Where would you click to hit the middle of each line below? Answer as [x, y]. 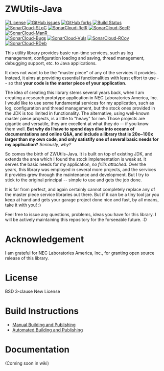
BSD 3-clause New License [33, 291]
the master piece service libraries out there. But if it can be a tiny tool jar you [82, 195]
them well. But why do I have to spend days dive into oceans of [70, 129]
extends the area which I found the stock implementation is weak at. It [76, 159]
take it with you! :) [23, 205]
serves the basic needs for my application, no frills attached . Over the [76, 164]
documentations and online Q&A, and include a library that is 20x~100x [79, 134]
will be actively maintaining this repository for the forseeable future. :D [76, 219]
